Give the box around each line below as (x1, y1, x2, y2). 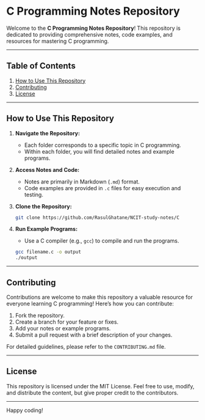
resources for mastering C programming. (6, 37, 109, 44)
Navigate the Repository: (15, 129, 81, 137)
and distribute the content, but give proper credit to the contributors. (6, 389, 179, 396)
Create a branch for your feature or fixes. (15, 318, 119, 326)
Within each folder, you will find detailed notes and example (24, 148, 175, 155)
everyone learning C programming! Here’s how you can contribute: (6, 300, 174, 307)
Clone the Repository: (15, 202, 72, 210)
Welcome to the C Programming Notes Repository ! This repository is (6, 24, 181, 32)
